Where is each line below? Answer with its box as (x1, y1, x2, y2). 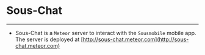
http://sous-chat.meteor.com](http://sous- (82, 36, 189, 43)
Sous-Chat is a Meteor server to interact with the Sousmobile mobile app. (15, 29, 196, 36)
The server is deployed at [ (15, 36, 84, 43)
